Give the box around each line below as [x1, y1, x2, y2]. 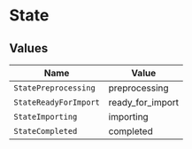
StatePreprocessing [13, 83, 96, 93]
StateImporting [13, 112, 78, 122]
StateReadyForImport [13, 98, 100, 107]
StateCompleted [13, 126, 78, 136]
